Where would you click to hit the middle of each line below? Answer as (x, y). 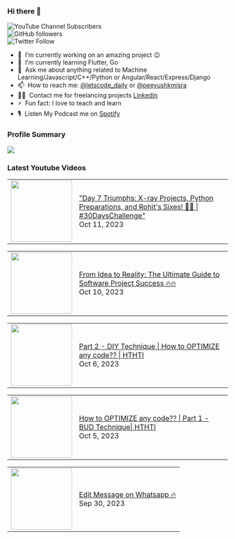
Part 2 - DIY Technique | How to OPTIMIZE (150, 346)
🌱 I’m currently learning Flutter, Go (68, 62)
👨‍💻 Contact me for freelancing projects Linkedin (87, 95)
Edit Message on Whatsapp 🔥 (128, 494)
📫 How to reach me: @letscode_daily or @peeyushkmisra (102, 85)
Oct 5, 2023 (99, 436)
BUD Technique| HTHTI (117, 427)
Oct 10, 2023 (101, 292)
